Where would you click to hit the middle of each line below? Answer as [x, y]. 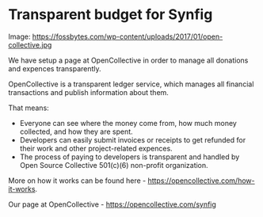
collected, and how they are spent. [76, 131]
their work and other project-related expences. [96, 148]
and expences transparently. [55, 68]
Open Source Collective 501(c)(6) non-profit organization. [114, 165]
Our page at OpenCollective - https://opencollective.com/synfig [112, 204]
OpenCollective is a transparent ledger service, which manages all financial [131, 84]
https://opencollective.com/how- [201, 181]
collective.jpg [30, 44]
